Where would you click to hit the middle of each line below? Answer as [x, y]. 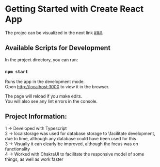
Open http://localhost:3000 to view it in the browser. [57, 87]
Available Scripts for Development [58, 48]
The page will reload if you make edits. [44, 96]
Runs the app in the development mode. [45, 82]
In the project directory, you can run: [41, 60]
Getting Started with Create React [74, 9]
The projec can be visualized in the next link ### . [54, 33]
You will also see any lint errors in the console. [51, 101]
